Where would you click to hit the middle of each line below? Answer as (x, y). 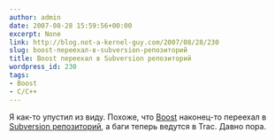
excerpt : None (35, 34)
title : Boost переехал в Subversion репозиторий (100, 58)
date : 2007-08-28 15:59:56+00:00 (71, 26)
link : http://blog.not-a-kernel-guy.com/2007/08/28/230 (114, 42)
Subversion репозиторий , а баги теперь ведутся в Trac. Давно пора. (138, 126)
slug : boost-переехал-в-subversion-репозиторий (99, 51)
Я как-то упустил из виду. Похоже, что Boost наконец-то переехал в (138, 117)
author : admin (35, 17)
